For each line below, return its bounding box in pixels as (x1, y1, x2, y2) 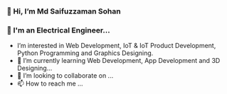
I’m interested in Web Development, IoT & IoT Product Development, (16, 42, 216, 50)
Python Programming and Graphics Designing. (16, 49, 154, 57)
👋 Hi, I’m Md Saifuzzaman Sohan (6, 6, 122, 16)
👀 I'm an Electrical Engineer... (6, 25, 111, 35)
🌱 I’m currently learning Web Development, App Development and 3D (16, 57, 221, 65)
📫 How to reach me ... (16, 79, 83, 88)
